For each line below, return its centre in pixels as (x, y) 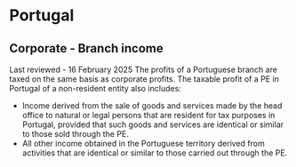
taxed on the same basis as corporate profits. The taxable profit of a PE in (144, 79)
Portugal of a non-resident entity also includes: (96, 88)
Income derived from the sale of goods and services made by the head (152, 106)
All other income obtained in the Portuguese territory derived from (143, 143)
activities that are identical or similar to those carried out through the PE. (155, 153)
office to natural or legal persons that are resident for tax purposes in (148, 115)
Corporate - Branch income (86, 48)
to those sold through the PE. (75, 134)
